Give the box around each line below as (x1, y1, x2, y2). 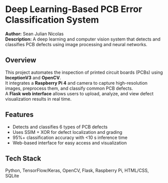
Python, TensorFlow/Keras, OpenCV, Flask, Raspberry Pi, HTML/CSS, (5, 167, 149, 173)
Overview (5, 56, 37, 65)
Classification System (5, 14, 99, 26)
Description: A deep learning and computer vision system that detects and (5, 36, 161, 42)
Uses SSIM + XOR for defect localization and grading (12, 129, 122, 135)
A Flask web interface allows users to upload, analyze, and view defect (5, 90, 154, 96)
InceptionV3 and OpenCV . (5, 74, 61, 81)
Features (5, 110, 34, 119)
